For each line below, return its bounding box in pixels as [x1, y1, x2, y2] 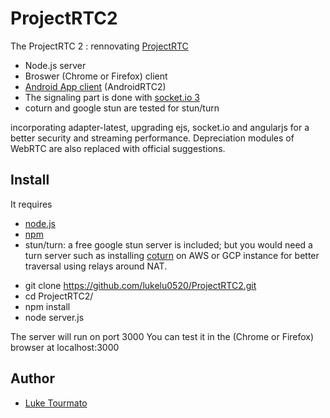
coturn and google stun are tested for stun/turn [24, 102, 220, 114]
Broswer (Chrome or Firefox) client [24, 70, 168, 82]
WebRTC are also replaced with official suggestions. [10, 142, 226, 154]
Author [10, 370, 55, 387]
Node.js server [24, 59, 87, 71]
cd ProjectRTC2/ [24, 290, 94, 302]
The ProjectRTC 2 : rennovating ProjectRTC [10, 40, 189, 52]
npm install [24, 300, 71, 312]
